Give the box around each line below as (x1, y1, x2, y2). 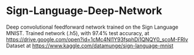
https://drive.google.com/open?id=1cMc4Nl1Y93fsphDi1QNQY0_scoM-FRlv (6, 36, 188, 43)
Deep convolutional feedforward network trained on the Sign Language (6, 23, 179, 30)
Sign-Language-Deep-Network (6, 4, 163, 18)
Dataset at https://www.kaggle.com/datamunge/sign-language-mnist (6, 42, 173, 49)
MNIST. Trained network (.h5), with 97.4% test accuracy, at (6, 29, 149, 36)
